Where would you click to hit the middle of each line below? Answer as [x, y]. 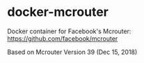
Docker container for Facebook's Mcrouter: [69, 31]
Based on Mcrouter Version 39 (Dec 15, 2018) [72, 52]
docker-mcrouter [58, 12]
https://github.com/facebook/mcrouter [63, 38]
